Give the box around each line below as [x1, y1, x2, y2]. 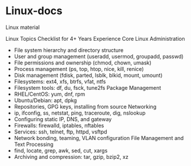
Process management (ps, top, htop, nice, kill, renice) [14, 65, 144, 72]
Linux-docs [5, 4, 62, 18]
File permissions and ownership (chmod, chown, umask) [14, 59, 152, 66]
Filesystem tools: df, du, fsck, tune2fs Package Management [14, 84, 162, 91]
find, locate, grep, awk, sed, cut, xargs [14, 147, 108, 154]
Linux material [5, 24, 40, 31]
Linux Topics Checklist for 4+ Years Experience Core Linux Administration [5, 35, 185, 42]
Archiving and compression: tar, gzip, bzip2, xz [14, 153, 129, 160]
